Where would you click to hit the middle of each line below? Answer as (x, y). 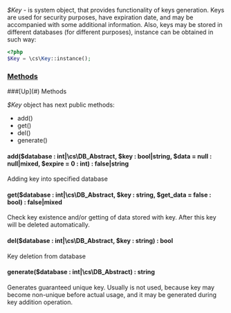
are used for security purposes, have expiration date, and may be (100, 17)
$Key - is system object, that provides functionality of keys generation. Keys (116, 10)
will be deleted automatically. (48, 225)
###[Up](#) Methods (37, 91)
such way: (22, 39)
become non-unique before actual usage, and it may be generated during (112, 294)
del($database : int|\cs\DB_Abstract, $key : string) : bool (90, 241)
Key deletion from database (47, 256)
